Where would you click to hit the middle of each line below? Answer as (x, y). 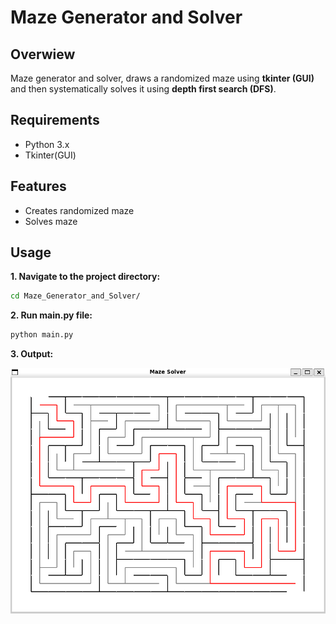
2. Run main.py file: (51, 315)
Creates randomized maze (79, 210)
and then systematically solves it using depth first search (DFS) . (143, 89)
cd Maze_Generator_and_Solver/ (75, 296)
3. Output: (32, 354)
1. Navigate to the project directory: (85, 277)
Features (38, 186)
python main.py (42, 335)
